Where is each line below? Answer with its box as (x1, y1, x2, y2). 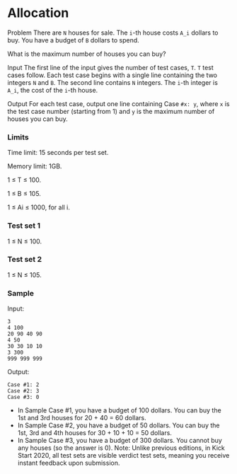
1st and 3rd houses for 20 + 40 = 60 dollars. (17, 414, 146, 422)
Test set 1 (7, 221, 41, 231)
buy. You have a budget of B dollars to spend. (7, 35, 139, 44)
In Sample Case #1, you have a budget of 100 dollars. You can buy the (17, 406, 221, 415)
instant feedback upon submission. (17, 458, 120, 468)
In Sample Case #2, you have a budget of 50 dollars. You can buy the (17, 421, 220, 429)
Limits (7, 132, 30, 142)
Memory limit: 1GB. (7, 162, 62, 170)
